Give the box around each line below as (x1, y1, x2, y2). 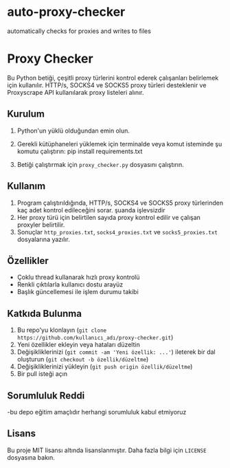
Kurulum (7, 108, 45, 120)
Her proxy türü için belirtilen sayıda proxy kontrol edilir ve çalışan (16, 213, 201, 221)
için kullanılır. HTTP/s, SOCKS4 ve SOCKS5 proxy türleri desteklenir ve (7, 80, 207, 89)
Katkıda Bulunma (7, 307, 82, 320)
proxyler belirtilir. (16, 221, 65, 229)
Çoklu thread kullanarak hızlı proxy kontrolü (16, 273, 140, 282)
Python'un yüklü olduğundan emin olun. (16, 126, 130, 135)
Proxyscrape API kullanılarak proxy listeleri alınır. (7, 88, 144, 96)
